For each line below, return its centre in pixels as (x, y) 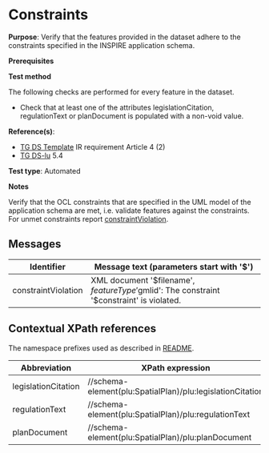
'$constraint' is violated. (136, 300)
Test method (30, 76)
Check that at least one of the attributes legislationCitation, (117, 107)
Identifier (47, 267)
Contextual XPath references (82, 329)
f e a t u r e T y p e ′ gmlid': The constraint (155, 290)
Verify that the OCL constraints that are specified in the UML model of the (130, 202)
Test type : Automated (44, 170)
